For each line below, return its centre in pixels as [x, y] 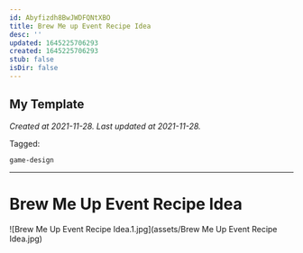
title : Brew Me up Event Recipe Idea [80, 26]
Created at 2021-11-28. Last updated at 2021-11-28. [105, 126]
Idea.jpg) [26, 239]
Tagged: [25, 143]
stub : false [32, 59]
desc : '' [26, 34]
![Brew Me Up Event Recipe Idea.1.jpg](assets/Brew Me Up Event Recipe [143, 229]
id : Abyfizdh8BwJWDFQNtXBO [60, 18]
